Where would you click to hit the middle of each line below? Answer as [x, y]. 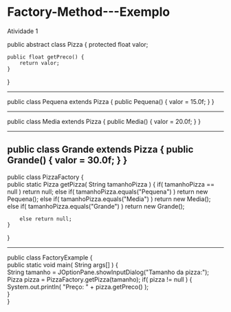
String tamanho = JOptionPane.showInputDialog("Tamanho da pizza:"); [108, 272]
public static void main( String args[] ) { [63, 264]
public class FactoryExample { [50, 257]
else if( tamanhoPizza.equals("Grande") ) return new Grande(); [96, 206]
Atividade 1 [23, 31]
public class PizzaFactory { [45, 177]
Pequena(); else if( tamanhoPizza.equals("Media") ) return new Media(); [109, 199]
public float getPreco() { [46, 57]
